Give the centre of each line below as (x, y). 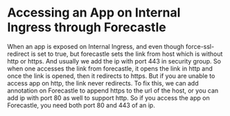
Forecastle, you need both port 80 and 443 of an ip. (81, 105)
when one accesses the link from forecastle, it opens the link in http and (110, 68)
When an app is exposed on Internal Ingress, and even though (96, 46)
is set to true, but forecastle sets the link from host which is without (127, 54)
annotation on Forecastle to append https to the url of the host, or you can (113, 90)
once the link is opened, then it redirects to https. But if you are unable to (111, 76)
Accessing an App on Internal (94, 13)
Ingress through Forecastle (87, 27)
